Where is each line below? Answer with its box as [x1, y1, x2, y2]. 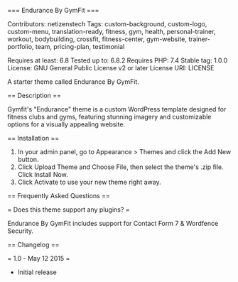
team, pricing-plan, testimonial [35, 43, 125, 50]
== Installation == [7, 134, 60, 142]
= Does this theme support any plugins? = [7, 205, 130, 214]
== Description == [7, 92, 62, 99]
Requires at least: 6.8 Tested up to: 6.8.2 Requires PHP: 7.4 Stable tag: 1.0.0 [7, 56, 228, 65]
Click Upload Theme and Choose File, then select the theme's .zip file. [17, 163, 224, 171]
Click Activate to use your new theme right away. [17, 178, 161, 186]
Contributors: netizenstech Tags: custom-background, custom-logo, [7, 20, 207, 28]
